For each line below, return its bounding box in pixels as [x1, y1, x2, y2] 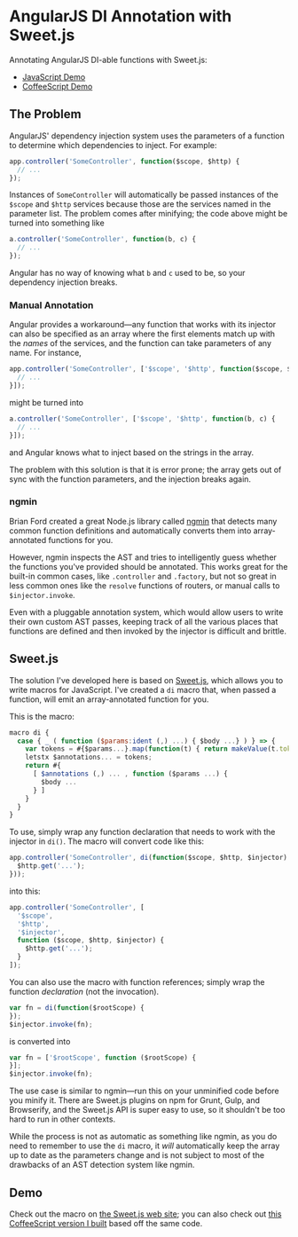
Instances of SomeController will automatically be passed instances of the [9, 189, 279, 201]
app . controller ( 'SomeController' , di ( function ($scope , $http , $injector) [9, 854, 288, 863]
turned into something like [9, 217, 105, 228]
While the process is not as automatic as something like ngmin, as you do [9, 1131, 278, 1142]
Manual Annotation [9, 299, 94, 311]
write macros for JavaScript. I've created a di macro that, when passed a [9, 684, 277, 695]
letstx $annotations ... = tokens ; [25, 752, 153, 762]
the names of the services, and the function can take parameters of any [9, 338, 272, 349]
